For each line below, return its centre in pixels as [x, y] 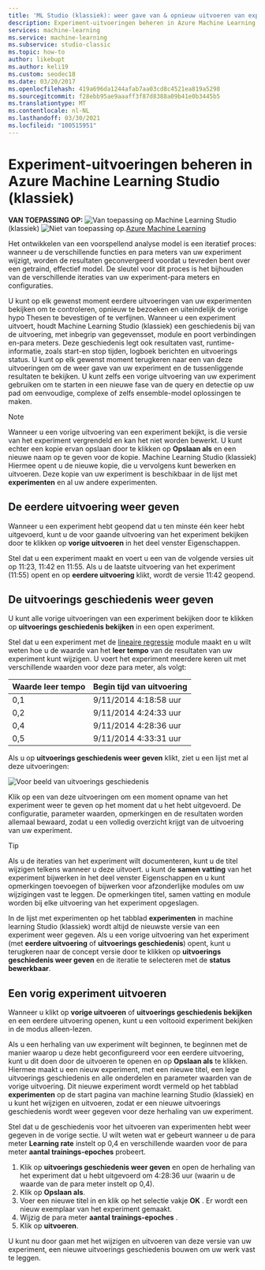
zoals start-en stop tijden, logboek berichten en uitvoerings [141, 351]
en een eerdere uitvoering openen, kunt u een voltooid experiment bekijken [131, 1021]
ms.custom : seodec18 [42, 74]
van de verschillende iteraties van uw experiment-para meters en [114, 277]
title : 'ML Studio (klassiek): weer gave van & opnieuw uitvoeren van [127, 15]
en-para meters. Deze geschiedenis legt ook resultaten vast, [106, 342]
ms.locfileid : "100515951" [52, 125]
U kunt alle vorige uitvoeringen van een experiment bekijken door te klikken [131, 618]
